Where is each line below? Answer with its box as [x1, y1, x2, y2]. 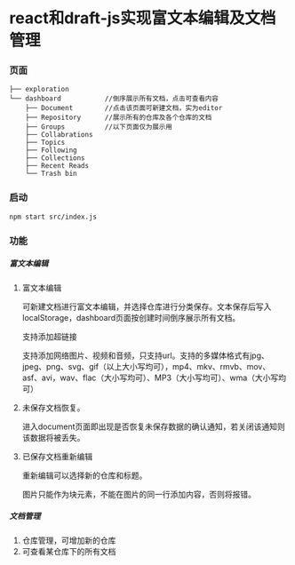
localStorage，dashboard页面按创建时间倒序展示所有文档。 [21, 312, 241, 322]
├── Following [25, 146, 77, 155]
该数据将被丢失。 [21, 432, 85, 442]
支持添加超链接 [21, 330, 77, 342]
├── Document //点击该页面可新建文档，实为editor [25, 104, 223, 113]
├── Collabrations [25, 131, 93, 139]
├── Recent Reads [25, 162, 90, 171]
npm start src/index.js [9, 212, 98, 221]
